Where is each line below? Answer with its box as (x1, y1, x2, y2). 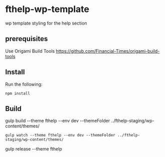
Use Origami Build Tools (5, 48, 55, 54)
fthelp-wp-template (5, 4, 89, 15)
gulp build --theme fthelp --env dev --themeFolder (5, 118, 110, 124)
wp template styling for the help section (5, 20, 87, 26)
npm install (5, 91, 30, 96)
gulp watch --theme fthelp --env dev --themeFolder (5, 133, 115, 138)
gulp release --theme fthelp (5, 146, 62, 152)
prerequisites (5, 35, 48, 43)
